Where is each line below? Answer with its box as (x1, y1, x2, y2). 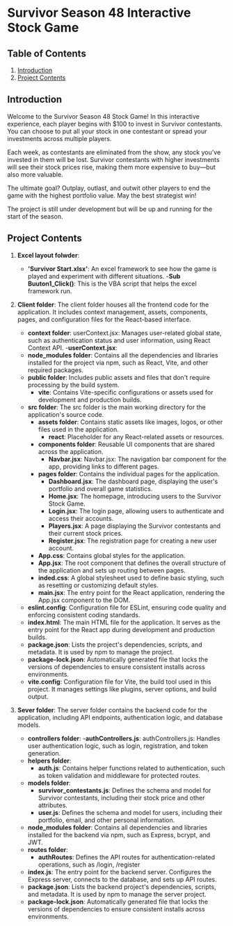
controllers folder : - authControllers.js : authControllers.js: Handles (27, 734, 220, 742)
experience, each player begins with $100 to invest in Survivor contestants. (7, 119, 223, 128)
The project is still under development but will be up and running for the (7, 205, 213, 213)
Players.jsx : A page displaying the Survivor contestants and (48, 522, 221, 530)
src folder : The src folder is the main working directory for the (27, 403, 207, 411)
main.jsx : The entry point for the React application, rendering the (38, 588, 225, 596)
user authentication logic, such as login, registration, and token (27, 742, 209, 750)
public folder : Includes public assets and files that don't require (27, 373, 210, 381)
